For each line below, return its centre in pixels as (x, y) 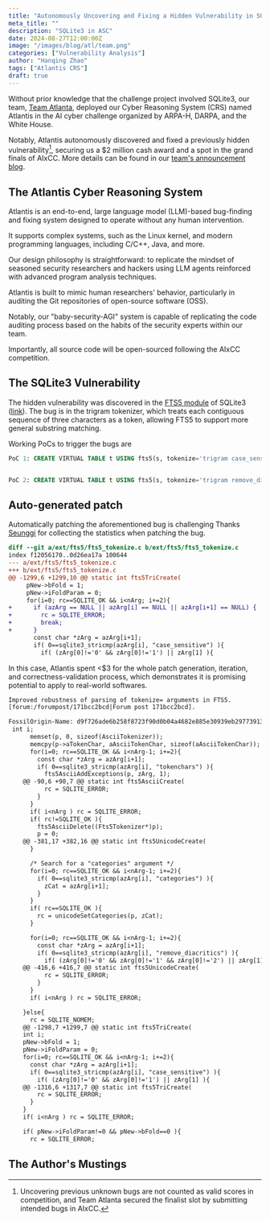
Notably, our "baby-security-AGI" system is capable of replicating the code (133, 317)
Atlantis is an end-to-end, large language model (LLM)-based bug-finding (131, 212)
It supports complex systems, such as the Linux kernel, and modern (121, 236)
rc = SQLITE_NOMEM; (62, 1020)
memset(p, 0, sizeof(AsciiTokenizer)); (96, 737)
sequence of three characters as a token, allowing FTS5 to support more (129, 419)
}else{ (34, 1012)
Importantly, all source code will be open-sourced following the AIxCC (125, 349)
